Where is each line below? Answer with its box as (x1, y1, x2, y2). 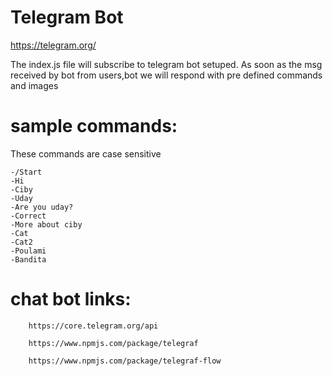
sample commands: (10, 115, 178, 138)
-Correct (10, 211, 47, 221)
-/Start (10, 167, 43, 177)
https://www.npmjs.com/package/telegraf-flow (28, 356, 222, 366)
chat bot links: (10, 288, 132, 311)
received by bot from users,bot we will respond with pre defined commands (10, 69, 323, 81)
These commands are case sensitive (10, 147, 162, 160)
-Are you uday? (10, 202, 74, 212)
